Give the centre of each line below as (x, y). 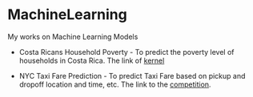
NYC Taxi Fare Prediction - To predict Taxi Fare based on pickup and (132, 76)
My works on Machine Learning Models (73, 37)
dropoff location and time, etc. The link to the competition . (115, 84)
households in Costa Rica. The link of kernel (92, 60)
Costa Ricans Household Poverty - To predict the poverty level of (127, 52)
